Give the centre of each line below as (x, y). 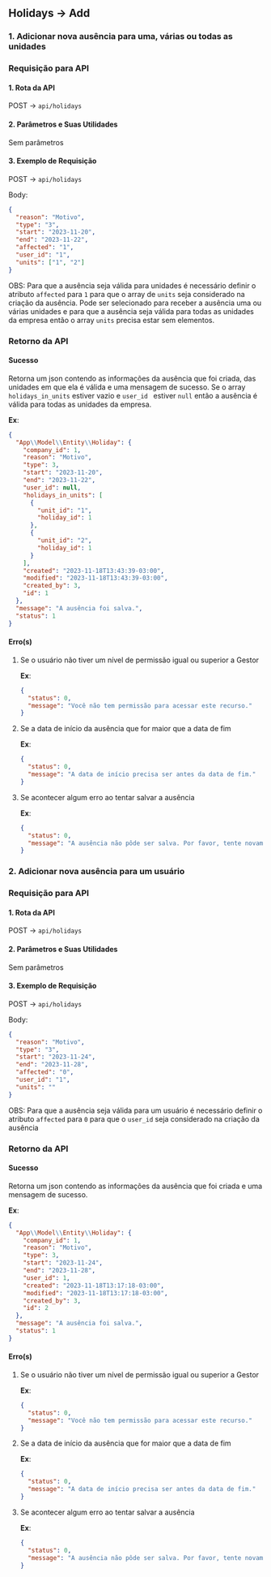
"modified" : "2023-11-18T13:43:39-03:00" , (95, 578)
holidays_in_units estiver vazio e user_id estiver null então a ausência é (133, 395)
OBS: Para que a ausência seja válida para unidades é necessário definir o (132, 285)
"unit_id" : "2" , (65, 541)
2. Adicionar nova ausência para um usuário (97, 872)
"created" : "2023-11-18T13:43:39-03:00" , (93, 571)
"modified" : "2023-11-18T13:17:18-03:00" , (95, 1293)
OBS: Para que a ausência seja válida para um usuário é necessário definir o (135, 1110)
